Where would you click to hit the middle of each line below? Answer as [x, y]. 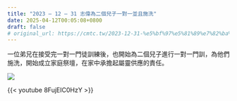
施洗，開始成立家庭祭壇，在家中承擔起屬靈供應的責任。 [87, 63]
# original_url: [31, 33]
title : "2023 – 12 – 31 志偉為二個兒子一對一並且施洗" [82, 14]
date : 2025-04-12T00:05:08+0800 [55, 20]
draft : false [26, 27]
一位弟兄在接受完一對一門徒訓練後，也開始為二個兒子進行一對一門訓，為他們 [119, 54]
